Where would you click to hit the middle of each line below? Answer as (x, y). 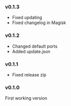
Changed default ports (35, 46)
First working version (26, 98)
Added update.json (31, 51)
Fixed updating (27, 18)
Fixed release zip (29, 75)
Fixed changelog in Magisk (39, 23)
